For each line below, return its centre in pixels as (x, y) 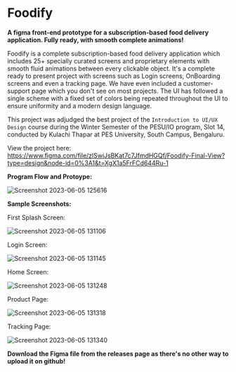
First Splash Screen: (36, 217)
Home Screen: (28, 271)
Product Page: (28, 299)
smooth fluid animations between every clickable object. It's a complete (111, 68)
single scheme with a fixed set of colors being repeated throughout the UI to (118, 98)
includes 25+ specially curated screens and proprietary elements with (109, 60)
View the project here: (39, 148)
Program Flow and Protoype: (50, 177)
